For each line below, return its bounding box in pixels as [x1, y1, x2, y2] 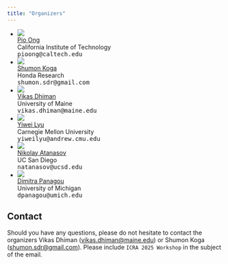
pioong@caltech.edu [16, 50, 83, 58]
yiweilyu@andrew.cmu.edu [16, 135, 101, 142]
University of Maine [16, 99, 73, 107]
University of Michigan [16, 184, 81, 192]
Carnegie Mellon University [16, 127, 94, 135]
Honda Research [16, 71, 65, 79]
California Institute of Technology [16, 42, 112, 51]
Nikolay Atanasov [16, 148, 66, 157]
